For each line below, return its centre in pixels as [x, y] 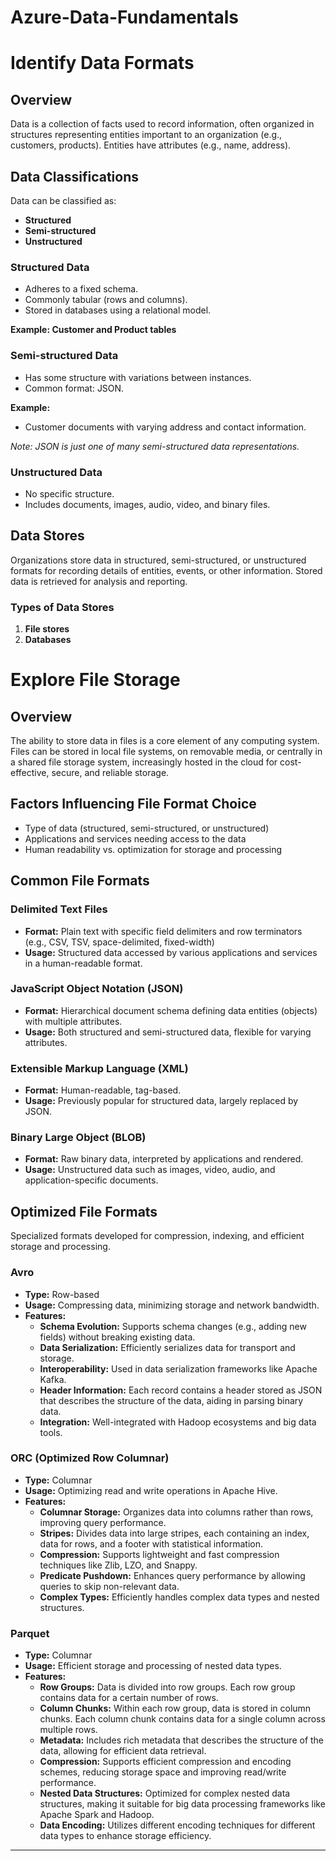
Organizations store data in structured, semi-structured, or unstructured [158, 560]
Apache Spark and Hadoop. [97, 1815]
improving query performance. [103, 1522]
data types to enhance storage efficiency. [125, 1836]
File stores [47, 629]
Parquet [30, 1633]
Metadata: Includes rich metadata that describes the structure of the [182, 1740]
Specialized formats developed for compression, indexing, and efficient [157, 1236]
